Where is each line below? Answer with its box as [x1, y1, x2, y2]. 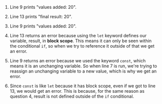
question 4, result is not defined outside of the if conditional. [9, 93, 134, 99]
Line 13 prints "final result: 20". [9, 14, 72, 19]
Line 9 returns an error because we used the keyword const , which [9, 58, 146, 63]
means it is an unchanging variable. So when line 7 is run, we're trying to [9, 63, 158, 69]
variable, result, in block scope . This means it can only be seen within [9, 38, 152, 44]
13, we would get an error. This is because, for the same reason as [9, 88, 145, 94]
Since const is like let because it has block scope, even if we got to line [9, 83, 156, 89]
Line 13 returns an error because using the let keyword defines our [9, 33, 147, 38]
